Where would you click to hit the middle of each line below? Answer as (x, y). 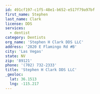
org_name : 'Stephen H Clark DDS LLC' (44, 42)
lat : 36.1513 (23, 79)
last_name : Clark (23, 19)
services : (15, 28)
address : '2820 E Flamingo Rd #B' (41, 47)
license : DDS (19, 24)
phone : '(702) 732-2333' (31, 65)
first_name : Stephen (27, 14)
